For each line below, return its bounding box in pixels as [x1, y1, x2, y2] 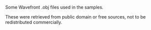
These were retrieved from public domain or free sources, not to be [5, 14, 146, 19]
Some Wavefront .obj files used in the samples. [5, 4, 104, 10]
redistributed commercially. [5, 19, 62, 25]
